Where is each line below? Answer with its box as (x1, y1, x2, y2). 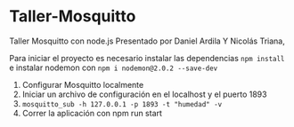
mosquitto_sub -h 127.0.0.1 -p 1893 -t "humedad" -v (21, 99, 223, 108)
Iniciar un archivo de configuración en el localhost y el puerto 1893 (21, 89, 267, 99)
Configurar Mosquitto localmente (21, 79, 144, 90)
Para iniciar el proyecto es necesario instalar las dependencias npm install (9, 52, 285, 63)
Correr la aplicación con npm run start (21, 107, 163, 118)
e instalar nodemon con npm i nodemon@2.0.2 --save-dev (9, 62, 218, 73)
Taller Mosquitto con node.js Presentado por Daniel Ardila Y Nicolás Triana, (9, 36, 285, 46)
